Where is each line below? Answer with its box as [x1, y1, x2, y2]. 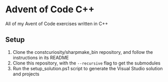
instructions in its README [12, 54, 69, 60]
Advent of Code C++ [5, 4, 95, 15]
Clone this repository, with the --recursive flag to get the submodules [12, 60, 161, 66]
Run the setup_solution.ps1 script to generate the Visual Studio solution [12, 65, 163, 71]
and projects [12, 71, 39, 77]
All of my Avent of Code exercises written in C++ [5, 20, 109, 27]
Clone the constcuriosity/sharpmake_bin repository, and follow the [12, 49, 153, 55]
